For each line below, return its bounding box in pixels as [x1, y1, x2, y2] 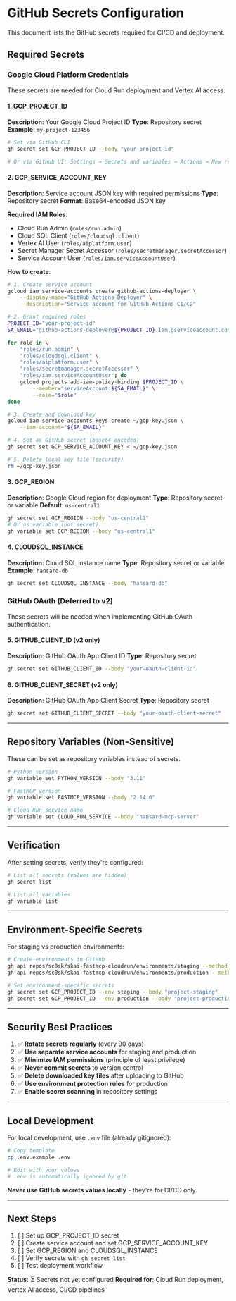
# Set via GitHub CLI [7, 139, 71, 146]
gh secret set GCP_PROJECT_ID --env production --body [7, 995, 171, 1002]
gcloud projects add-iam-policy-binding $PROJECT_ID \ [20, 378, 184, 386]
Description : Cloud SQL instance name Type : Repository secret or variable [7, 558, 225, 567]
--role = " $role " [32, 391, 77, 399]
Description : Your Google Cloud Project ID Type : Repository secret [7, 118, 202, 126]
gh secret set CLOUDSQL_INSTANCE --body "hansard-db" [7, 579, 169, 586]
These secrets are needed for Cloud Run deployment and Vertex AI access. [7, 86, 226, 94]
